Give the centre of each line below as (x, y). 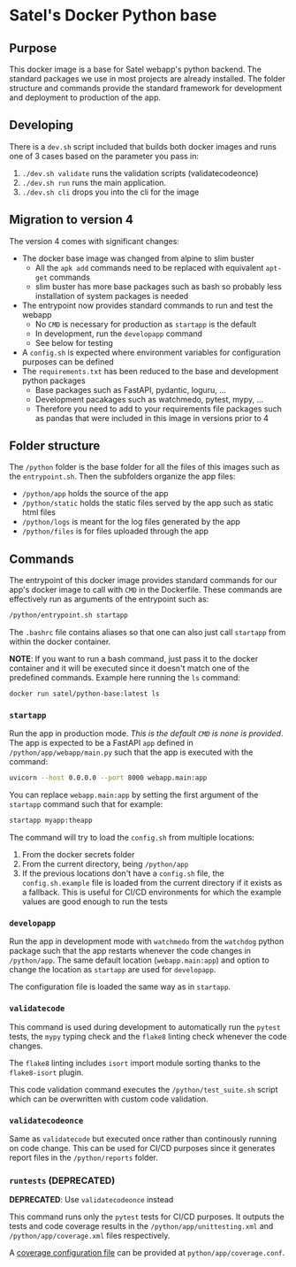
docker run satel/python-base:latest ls (85, 694)
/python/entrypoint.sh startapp (68, 616)
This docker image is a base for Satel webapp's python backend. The (136, 69)
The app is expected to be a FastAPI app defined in (102, 743)
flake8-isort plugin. (46, 1072)
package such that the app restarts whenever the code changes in (130, 951)
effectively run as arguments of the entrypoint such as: (109, 599)
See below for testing (74, 342)
